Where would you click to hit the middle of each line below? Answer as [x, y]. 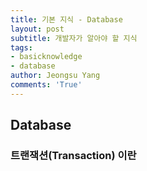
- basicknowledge [46, 57]
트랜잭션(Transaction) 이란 [73, 156]
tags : [21, 47]
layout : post [37, 29]
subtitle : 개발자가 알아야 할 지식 [74, 38]
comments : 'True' [46, 85]
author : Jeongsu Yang [55, 76]
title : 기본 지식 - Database [66, 19]
